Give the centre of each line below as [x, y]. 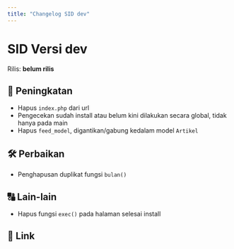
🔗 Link [21, 236]
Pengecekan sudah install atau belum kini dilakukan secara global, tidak [122, 116]
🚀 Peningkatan [40, 90]
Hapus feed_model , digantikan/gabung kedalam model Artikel [108, 131]
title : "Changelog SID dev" [49, 14]
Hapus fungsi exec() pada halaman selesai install [89, 214]
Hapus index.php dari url [53, 108]
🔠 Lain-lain [32, 197]
